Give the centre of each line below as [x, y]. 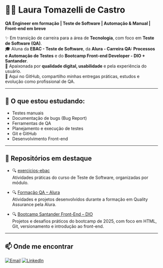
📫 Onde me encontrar [39, 246]
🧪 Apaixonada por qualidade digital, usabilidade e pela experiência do [76, 66]
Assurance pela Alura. [34, 204]
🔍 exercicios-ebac [31, 170]
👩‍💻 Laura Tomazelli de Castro [65, 10]
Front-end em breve [25, 28]
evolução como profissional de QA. [40, 81]
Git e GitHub [24, 133]
